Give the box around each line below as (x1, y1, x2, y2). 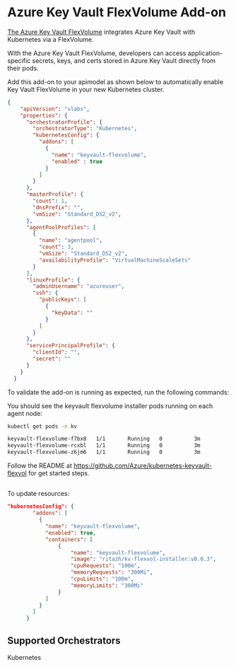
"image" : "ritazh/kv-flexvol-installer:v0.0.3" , (70, 556, 217, 563)
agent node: (7, 409, 42, 417)
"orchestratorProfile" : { (25, 118, 102, 126)
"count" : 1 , (33, 197, 69, 205)
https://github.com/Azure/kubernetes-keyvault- (73, 461, 212, 470)
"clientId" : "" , (33, 349, 81, 356)
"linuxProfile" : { (25, 277, 81, 284)
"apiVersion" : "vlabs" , (20, 105, 90, 112)
